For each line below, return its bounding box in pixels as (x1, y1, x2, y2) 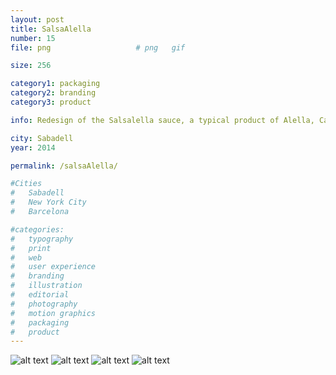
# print (10, 243, 52, 253)
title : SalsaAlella (10, 24, 92, 34)
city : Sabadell (10, 133, 74, 143)
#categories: (10, 224, 65, 235)
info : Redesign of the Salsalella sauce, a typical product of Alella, (10, 115, 315, 125)
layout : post (10, 14, 65, 25)
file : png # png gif (10, 42, 186, 53)
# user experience (10, 262, 97, 272)
